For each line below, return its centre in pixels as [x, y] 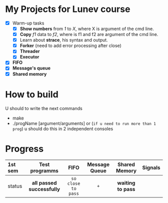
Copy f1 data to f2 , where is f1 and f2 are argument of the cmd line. [89, 34]
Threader [30, 51]
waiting [126, 183]
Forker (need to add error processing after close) [70, 45]
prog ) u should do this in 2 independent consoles [63, 128]
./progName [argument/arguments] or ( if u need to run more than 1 [84, 123]
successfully [44, 189]
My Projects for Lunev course [68, 9]
